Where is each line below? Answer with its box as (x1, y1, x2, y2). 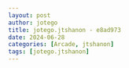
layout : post (8, 11, 51, 20)
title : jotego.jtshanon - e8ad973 (8, 26, 122, 34)
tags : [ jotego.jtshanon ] (8, 48, 90, 55)
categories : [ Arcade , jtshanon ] (8, 41, 114, 48)
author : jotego (8, 19, 58, 27)
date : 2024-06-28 (8, 33, 65, 41)
